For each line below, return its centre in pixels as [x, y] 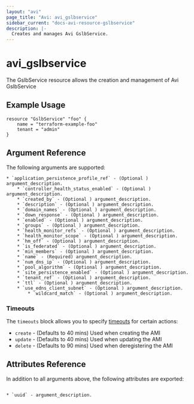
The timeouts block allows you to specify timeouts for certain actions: [92, 321]
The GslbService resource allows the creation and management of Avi [93, 80]
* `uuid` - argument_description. [49, 395]
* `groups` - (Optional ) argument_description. [79, 225]
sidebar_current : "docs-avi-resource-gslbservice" [71, 23]
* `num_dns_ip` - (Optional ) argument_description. [84, 262]
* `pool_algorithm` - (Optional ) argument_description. [90, 267]
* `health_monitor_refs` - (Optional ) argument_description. [96, 231]
